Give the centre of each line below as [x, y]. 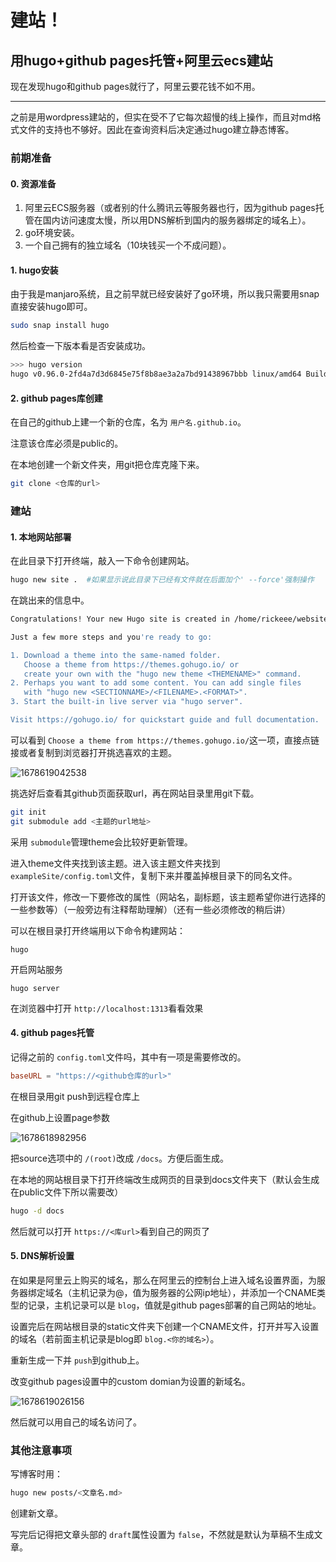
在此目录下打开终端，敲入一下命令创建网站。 [102, 561]
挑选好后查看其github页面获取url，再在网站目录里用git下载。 [135, 793]
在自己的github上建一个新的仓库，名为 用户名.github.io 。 [128, 422]
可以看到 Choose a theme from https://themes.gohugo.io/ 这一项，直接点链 [165, 740]
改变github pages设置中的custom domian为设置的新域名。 [130, 1381]
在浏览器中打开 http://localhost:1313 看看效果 [107, 1008]
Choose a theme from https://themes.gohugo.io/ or [131, 664]
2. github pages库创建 [56, 398]
